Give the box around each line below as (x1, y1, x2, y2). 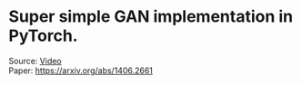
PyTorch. (8, 25, 78, 46)
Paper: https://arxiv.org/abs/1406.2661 (8, 65, 154, 76)
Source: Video (8, 55, 63, 66)
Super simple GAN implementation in (8, 6, 293, 27)
